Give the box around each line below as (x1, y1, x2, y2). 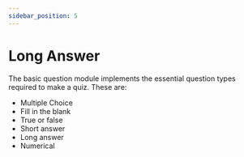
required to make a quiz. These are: (8, 82, 127, 91)
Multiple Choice (19, 98, 73, 108)
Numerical (19, 141, 55, 151)
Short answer (19, 123, 66, 134)
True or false (19, 115, 63, 125)
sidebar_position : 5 (8, 11, 79, 20)
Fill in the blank (19, 106, 71, 116)
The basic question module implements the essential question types (8, 74, 237, 83)
